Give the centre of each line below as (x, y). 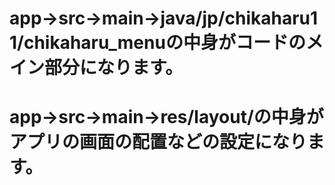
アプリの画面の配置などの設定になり (158, 142)
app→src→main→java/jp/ (117, 18)
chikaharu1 (271, 18)
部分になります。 (114, 68)
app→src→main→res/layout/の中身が (166, 117)
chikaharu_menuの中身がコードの (164, 43)
